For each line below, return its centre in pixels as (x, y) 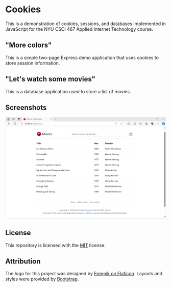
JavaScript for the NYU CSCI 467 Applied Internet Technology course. (79, 29)
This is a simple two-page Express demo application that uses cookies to (82, 57)
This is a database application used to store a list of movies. (68, 91)
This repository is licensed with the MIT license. (55, 245)
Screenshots (26, 107)
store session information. (33, 63)
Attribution (23, 262)
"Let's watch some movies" (51, 79)
